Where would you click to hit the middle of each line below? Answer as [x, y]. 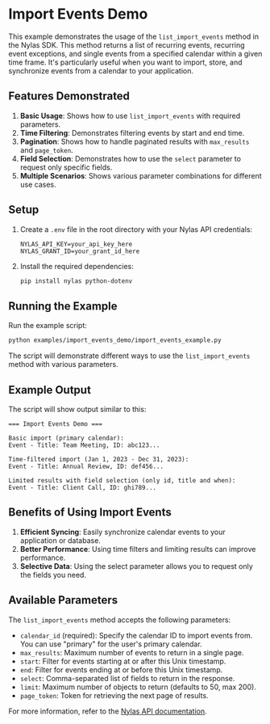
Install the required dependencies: [77, 266]
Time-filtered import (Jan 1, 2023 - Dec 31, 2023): [99, 459]
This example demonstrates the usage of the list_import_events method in [134, 36]
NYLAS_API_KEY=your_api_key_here [76, 244]
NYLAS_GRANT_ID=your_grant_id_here [80, 251]
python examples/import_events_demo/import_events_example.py [115, 340]
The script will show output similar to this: [77, 409]
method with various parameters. [63, 364]
